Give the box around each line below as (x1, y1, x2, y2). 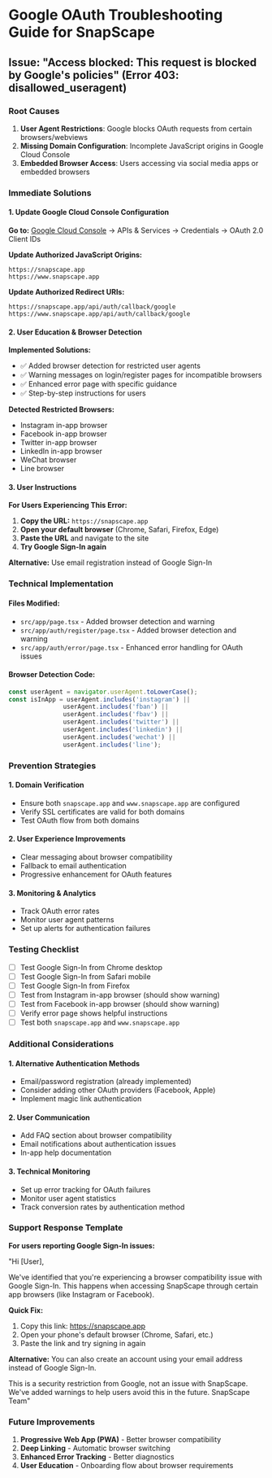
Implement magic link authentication (19, 1094, 142, 1104)
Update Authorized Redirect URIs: (8, 287, 125, 296)
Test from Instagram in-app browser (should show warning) (19, 990, 221, 999)
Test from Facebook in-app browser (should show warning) (19, 999, 220, 1008)
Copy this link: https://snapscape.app (19, 1321, 146, 1331)
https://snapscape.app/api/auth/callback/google (8, 303, 176, 311)
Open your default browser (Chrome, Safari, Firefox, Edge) (19, 525, 219, 535)
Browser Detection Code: (8, 670, 96, 680)
